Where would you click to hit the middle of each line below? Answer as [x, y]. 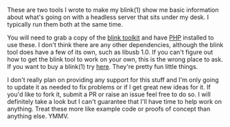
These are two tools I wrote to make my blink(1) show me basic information [113, 10]
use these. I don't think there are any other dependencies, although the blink [115, 45]
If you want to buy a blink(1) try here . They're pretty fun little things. [103, 67]
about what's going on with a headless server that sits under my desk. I [108, 17]
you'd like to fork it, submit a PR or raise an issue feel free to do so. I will [109, 94]
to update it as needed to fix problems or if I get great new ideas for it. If [109, 87]
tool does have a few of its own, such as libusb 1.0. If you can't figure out [110, 52]
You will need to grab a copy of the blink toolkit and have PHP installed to [111, 38]
